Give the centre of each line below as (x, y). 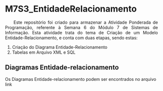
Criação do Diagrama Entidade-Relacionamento (60, 47)
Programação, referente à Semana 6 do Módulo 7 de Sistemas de (81, 27)
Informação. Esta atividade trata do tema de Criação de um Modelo (81, 32)
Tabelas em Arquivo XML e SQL (44, 52)
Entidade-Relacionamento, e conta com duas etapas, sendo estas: (71, 38)
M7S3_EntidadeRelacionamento (71, 9)
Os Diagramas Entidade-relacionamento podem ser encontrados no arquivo (81, 79)
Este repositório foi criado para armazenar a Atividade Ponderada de (86, 22)
